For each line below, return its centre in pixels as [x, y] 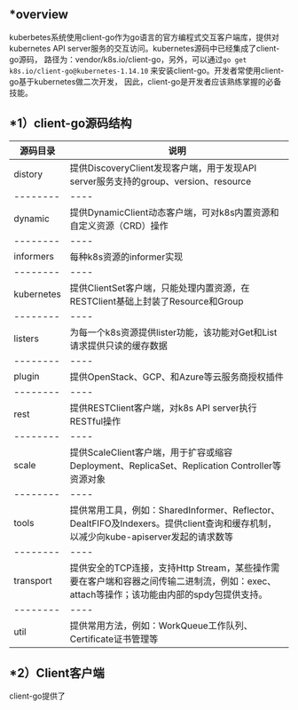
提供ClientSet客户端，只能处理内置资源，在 [160, 288]
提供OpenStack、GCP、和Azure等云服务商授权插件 [176, 377]
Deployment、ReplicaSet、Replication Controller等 [176, 466]
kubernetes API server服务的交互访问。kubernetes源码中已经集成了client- [145, 48]
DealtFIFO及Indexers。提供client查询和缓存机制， [173, 523]
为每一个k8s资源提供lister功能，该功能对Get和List [173, 332]
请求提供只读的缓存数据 [119, 346]
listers [27, 339]
